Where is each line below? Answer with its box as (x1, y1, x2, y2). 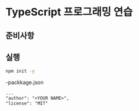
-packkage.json (5, 79, 44, 86)
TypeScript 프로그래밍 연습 (5, 5, 133, 19)
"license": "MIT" (5, 100, 49, 106)
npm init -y (5, 68, 35, 74)
